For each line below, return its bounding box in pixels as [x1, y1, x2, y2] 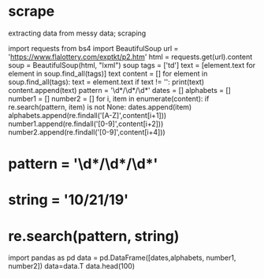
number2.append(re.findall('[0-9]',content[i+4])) [8, 127, 165, 136]
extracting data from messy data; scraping [8, 28, 147, 38]
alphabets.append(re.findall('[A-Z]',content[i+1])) [8, 110, 167, 120]
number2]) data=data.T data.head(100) [8, 261, 136, 271]
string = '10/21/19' [8, 191, 129, 209]
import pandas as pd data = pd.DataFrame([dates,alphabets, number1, [8, 253, 236, 262]
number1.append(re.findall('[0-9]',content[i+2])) [8, 119, 164, 128]
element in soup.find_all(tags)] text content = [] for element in [8, 69, 208, 78]
